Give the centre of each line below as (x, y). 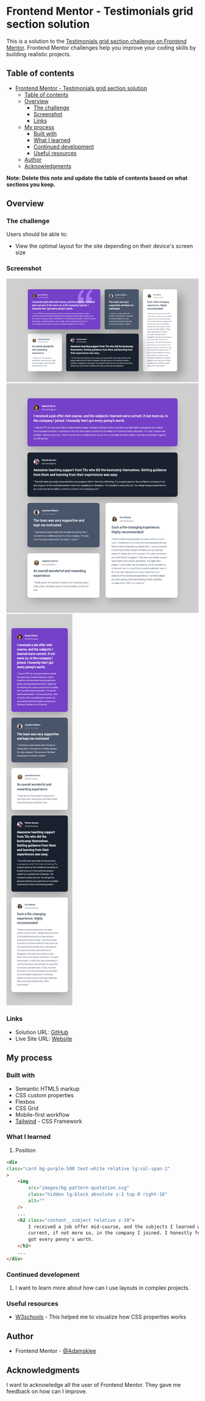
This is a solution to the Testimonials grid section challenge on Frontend (97, 41)
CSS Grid (27, 1108)
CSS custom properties (45, 1095)
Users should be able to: (37, 234)
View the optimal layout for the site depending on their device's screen (104, 246)
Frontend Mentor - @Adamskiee (56, 1351)
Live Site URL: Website (44, 1039)
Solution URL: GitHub (42, 1032)
